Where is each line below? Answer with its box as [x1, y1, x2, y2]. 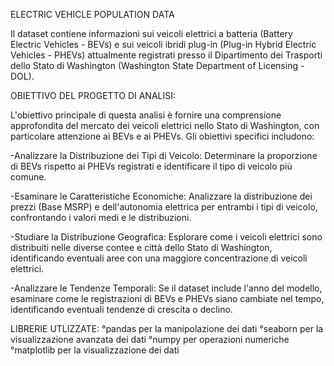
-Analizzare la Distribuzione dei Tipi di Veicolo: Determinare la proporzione [10, 150, 318, 161]
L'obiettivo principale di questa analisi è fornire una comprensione [10, 109, 282, 121]
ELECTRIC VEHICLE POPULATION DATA [10, 9, 175, 20]
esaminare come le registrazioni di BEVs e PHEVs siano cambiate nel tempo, [10, 293, 325, 304]
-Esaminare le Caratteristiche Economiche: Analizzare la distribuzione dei [10, 190, 313, 202]
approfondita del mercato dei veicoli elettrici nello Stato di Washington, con [10, 120, 320, 131]
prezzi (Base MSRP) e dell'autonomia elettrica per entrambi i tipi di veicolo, [10, 201, 318, 213]
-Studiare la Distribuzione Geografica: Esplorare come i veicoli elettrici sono [10, 231, 323, 243]
